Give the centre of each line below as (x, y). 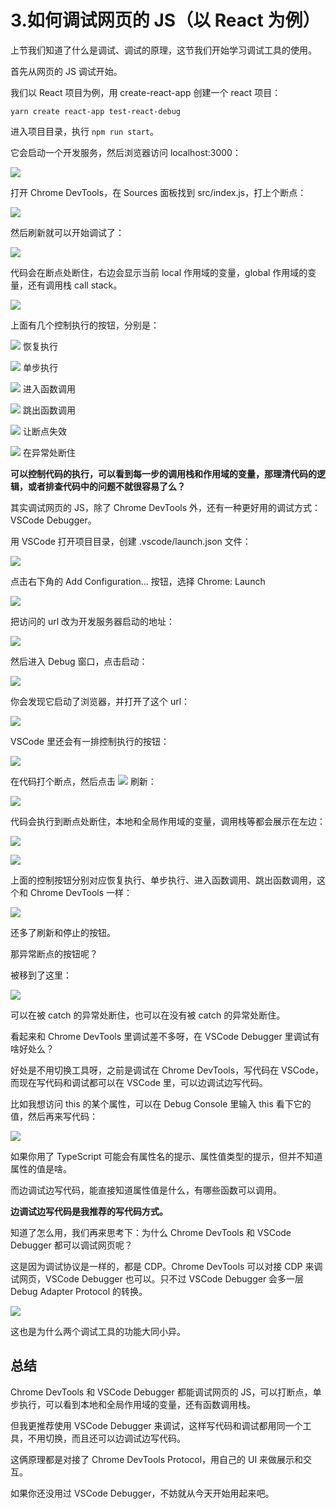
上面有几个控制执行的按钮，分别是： (85, 325)
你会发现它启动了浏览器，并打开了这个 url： (100, 701)
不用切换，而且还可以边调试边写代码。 (106, 1438)
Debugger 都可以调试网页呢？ (71, 1245)
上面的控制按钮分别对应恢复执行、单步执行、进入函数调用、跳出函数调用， (163, 880)
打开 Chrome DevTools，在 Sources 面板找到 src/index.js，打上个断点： (158, 192)
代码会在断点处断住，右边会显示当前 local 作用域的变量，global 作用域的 (159, 272)
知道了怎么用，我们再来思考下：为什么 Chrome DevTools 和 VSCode (151, 1232)
